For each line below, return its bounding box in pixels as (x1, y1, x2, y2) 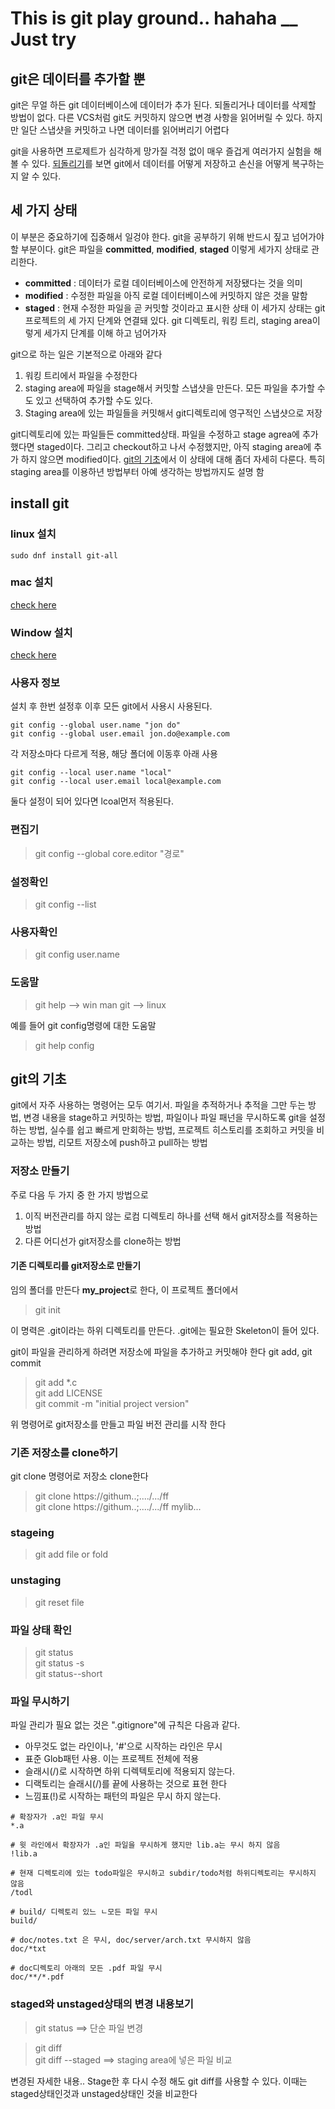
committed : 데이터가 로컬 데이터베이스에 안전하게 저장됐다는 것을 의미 (24, 277, 303, 289)
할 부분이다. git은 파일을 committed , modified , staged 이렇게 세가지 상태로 (10, 243, 310, 255)
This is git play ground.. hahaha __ (10, 7, 298, 30)
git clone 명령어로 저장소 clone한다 (10, 1470, 149, 1482)
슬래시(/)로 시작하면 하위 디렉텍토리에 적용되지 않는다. (24, 1765, 236, 1777)
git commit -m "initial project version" (34, 1397, 190, 1409)
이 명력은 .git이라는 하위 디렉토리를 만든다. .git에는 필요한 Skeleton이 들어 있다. (10, 1324, 320, 1336)
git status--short (34, 1668, 103, 1680)
